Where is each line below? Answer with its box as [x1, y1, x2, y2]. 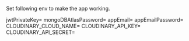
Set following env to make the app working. [6, 5, 110, 12]
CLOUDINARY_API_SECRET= [6, 29, 76, 36]
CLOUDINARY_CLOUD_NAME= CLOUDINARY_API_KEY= [6, 23, 141, 29]
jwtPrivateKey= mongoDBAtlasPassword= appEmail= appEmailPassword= [6, 16, 184, 23]
